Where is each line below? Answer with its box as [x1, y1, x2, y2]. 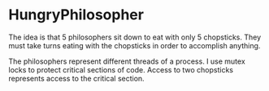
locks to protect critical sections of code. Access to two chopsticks [8, 64, 234, 74]
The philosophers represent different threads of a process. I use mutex [8, 56, 245, 66]
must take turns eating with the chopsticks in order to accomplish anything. [8, 40, 261, 50]
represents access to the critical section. [8, 73, 145, 83]
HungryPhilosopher [8, 6, 145, 24]
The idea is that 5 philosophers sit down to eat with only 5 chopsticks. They [8, 32, 262, 42]
